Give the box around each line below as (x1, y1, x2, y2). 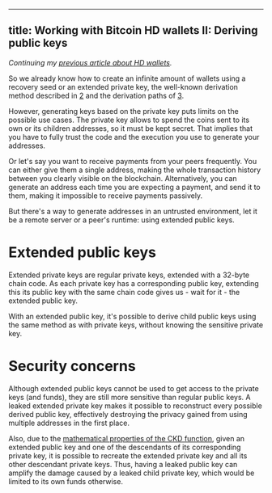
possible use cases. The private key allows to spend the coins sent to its (8, 115, 249, 124)
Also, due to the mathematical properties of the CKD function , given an (8, 433, 245, 443)
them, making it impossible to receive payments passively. (8, 191, 203, 200)
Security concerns (8, 356, 136, 375)
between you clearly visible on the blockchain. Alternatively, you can (8, 173, 237, 183)
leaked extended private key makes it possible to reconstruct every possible (8, 401, 263, 411)
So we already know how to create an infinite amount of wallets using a (8, 74, 246, 83)
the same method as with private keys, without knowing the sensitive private (8, 320, 264, 330)
